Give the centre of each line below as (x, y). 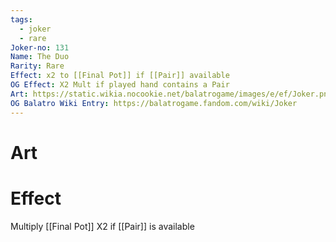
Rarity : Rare (37, 66)
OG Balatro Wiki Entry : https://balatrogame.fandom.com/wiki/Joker (154, 103)
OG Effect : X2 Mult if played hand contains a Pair (120, 85)
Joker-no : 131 (40, 47)
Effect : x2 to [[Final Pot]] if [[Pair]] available (120, 76)
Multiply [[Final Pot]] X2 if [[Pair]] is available (102, 226)
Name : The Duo (40, 57)
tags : (21, 19)
